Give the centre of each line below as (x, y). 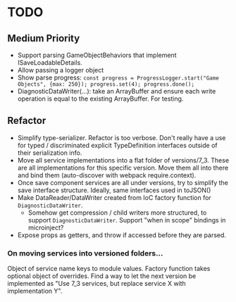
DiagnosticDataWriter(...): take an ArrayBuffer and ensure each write (117, 91)
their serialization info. (50, 153)
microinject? (46, 227)
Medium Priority (44, 38)
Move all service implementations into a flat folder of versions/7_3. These (123, 160)
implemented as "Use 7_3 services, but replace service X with (97, 284)
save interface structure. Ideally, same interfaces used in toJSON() (114, 190)
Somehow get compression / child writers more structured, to (117, 213)
